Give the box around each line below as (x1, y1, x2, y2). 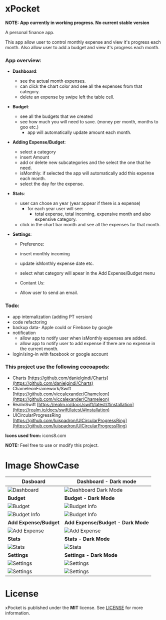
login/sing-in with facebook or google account (12, 351, 108, 357)
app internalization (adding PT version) (12, 314, 93, 320)
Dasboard (21, 478, 46, 485)
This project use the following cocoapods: (5, 363, 110, 370)
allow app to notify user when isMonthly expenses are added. (19, 335, 147, 341)
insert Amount (19, 154, 49, 161)
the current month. (19, 346, 59, 352)
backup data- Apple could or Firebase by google (12, 324, 113, 330)
